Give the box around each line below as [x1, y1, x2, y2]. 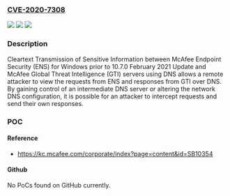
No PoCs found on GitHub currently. [7, 181, 111, 189]
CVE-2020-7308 [7, 5, 66, 15]
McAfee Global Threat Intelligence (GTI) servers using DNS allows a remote [7, 70, 224, 78]
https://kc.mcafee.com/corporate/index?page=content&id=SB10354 [17, 149, 213, 158]
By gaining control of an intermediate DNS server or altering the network [7, 84, 216, 93]
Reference [7, 134, 38, 142]
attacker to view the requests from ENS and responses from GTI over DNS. [7, 77, 222, 85]
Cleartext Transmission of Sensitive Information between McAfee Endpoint [7, 54, 222, 63]
